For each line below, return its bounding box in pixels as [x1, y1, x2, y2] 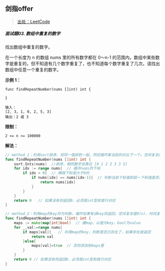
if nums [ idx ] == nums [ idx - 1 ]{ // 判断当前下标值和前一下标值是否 [31, 175, 159, 180]
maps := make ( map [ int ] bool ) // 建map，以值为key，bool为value [14, 221, 141, 225]
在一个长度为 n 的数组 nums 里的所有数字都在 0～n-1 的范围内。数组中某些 [5, 54, 156, 60]
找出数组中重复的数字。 [5, 44, 53, 50]
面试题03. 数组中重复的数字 [5, 31, 60, 37]
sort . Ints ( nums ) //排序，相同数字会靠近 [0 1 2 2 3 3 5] [14, 161, 128, 167]
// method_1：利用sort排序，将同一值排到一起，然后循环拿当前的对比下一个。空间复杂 [5, 152, 159, 157]
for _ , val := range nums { [14, 225, 63, 230]
